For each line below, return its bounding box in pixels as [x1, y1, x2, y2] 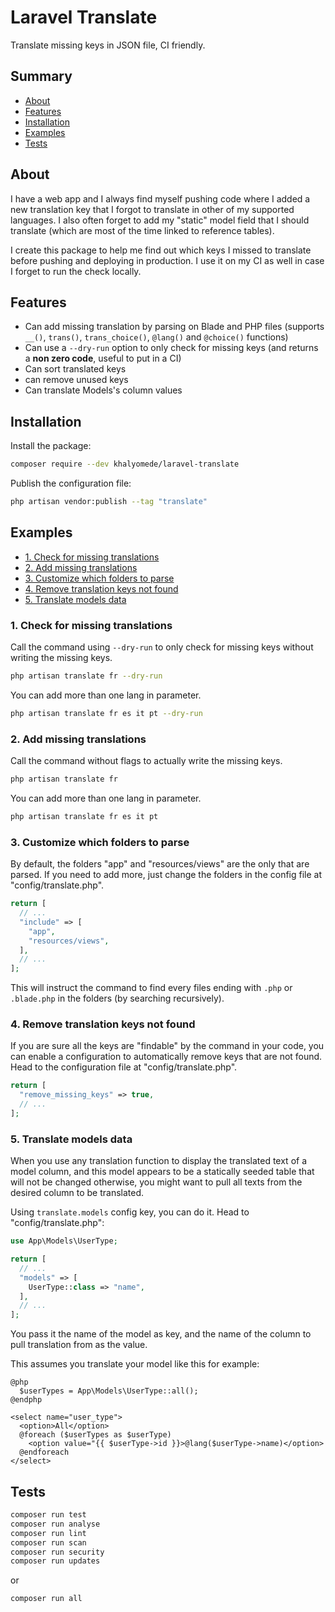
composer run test [10, 1510, 87, 1520]
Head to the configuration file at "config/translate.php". [10, 1061, 238, 1073]
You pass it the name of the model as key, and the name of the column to [10, 1328, 312, 1340]
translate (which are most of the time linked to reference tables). [10, 224, 275, 236]
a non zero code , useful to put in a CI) [24, 352, 182, 365]
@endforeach [19, 1447, 70, 1458]
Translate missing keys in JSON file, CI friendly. [10, 39, 206, 51]
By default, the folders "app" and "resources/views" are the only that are [10, 858, 310, 870]
